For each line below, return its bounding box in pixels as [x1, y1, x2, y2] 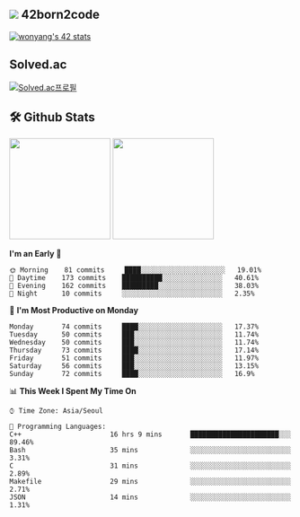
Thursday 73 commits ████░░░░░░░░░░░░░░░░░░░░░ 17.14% [9, 346, 259, 355]
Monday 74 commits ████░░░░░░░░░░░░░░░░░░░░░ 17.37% [9, 322, 259, 331]
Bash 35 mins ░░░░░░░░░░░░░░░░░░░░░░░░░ [9, 446, 292, 455]
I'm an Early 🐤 [9, 249, 62, 259]
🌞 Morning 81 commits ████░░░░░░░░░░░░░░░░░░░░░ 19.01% [9, 266, 262, 275]
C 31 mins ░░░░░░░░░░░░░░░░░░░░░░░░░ [9, 461, 292, 470]
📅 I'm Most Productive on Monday [9, 305, 139, 316]
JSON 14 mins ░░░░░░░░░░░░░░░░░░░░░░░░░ [9, 493, 292, 502]
